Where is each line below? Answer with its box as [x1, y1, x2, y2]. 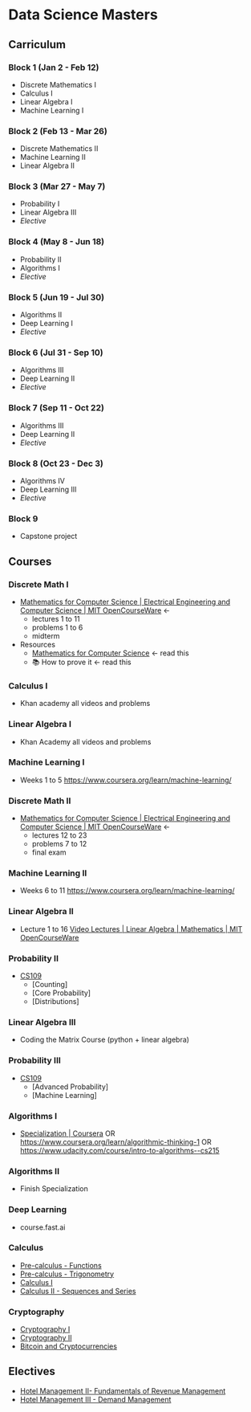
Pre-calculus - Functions [19, 1260, 102, 1270]
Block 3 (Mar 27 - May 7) [8, 181, 106, 192]
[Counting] [31, 980, 68, 990]
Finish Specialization [19, 1184, 88, 1194]
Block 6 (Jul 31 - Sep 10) [8, 347, 103, 358]
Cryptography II [19, 1333, 72, 1343]
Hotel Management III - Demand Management [19, 1394, 172, 1404]
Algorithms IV [19, 475, 66, 485]
